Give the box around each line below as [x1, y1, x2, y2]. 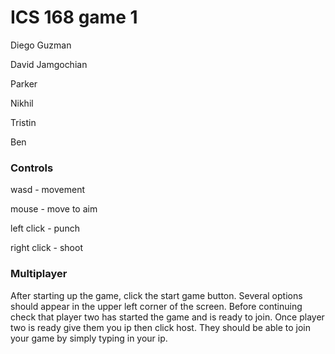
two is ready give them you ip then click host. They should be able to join [10, 321, 311, 333]
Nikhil [10, 97, 34, 109]
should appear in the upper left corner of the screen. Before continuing [10, 300, 303, 312]
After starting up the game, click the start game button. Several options [10, 289, 303, 301]
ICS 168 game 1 [10, 6, 138, 29]
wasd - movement [10, 184, 86, 196]
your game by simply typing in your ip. [10, 332, 168, 344]
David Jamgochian [10, 58, 88, 70]
